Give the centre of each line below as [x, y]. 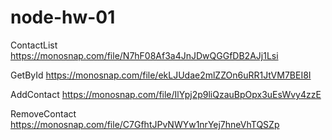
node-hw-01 [63, 17]
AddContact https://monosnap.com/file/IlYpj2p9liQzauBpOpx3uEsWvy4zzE [166, 94]
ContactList [34, 45]
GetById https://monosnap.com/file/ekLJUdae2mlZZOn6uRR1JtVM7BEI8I [161, 75]
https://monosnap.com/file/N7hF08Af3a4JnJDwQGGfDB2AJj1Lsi [144, 55]
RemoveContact [43, 113]
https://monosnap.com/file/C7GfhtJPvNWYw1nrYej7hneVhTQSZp [145, 124]
